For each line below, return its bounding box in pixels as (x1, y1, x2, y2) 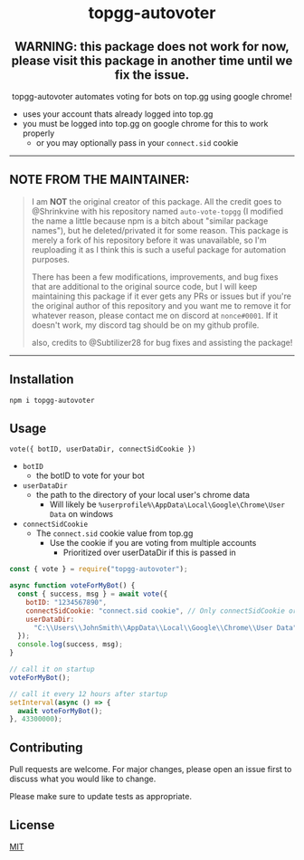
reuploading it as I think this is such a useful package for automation (31, 244, 287, 255)
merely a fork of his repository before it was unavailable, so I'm (31, 234, 267, 245)
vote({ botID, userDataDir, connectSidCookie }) (9, 444, 196, 454)
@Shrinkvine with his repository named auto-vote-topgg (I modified (31, 205, 283, 216)
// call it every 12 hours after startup (9, 689, 168, 699)
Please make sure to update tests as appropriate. (9, 791, 193, 802)
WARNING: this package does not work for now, (14, 39, 290, 54)
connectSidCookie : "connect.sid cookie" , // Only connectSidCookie (25, 606, 285, 616)
